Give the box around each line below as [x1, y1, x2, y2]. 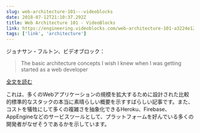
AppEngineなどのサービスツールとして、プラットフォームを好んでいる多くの [6, 113, 194, 121]
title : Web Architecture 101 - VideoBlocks [6, 20, 116, 26]
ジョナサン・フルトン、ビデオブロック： [6, 48, 105, 55]
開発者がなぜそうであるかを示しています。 [6, 121, 110, 128]
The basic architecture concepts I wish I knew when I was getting [20, 60, 182, 67]
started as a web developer [20, 66, 88, 73]
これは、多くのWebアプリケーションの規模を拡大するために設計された [6, 91, 179, 98]
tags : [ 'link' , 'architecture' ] [6, 31, 86, 37]
